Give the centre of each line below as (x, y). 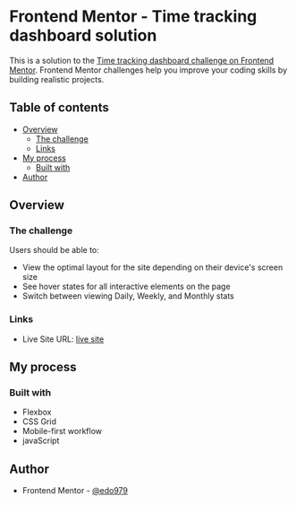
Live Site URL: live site (63, 339)
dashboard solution (83, 35)
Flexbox (37, 412)
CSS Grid (39, 422)
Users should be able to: (55, 250)
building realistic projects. (57, 79)
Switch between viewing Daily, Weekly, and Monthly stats (128, 296)
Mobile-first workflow (62, 431)
